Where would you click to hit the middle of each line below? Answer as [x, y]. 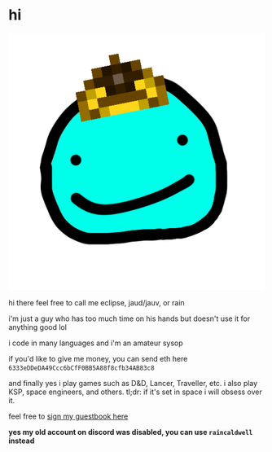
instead [22, 441]
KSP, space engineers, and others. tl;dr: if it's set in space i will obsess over [136, 392]
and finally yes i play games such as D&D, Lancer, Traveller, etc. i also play [133, 383]
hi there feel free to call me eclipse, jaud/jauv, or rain [97, 302]
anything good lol [38, 327]
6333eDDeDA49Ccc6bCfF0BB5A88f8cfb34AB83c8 [81, 368]
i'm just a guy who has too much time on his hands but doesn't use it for [129, 318]
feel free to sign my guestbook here [68, 416]
